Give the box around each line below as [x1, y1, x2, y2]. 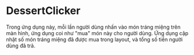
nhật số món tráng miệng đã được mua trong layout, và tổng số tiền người [6, 36, 183, 43]
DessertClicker [6, 4, 81, 18]
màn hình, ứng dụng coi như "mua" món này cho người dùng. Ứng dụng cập [6, 29, 189, 36]
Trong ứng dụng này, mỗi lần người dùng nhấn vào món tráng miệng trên [6, 23, 181, 30]
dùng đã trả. [6, 42, 36, 49]
